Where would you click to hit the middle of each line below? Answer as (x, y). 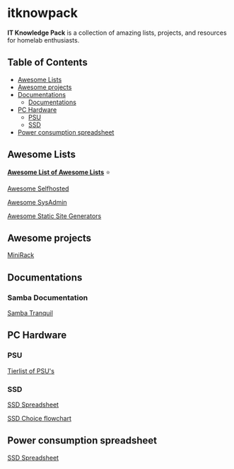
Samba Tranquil (30, 313)
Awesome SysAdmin (37, 202)
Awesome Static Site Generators (54, 216)
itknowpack (43, 13)
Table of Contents (48, 63)
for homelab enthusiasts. (43, 40)
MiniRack (21, 255)
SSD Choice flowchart (40, 419)
